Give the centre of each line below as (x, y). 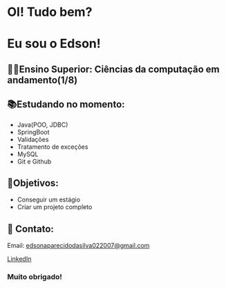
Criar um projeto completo (55, 207)
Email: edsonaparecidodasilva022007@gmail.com (78, 246)
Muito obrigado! (35, 277)
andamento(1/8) (43, 80)
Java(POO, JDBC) (43, 125)
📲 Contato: (30, 229)
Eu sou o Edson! (54, 44)
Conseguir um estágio (49, 200)
